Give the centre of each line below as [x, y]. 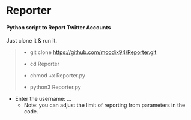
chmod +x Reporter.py [58, 76]
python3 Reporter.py [55, 87]
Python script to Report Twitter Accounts [59, 27]
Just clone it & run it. [32, 41]
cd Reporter [45, 64]
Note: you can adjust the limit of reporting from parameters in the [105, 105]
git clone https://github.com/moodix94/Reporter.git [93, 52]
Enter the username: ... [43, 99]
